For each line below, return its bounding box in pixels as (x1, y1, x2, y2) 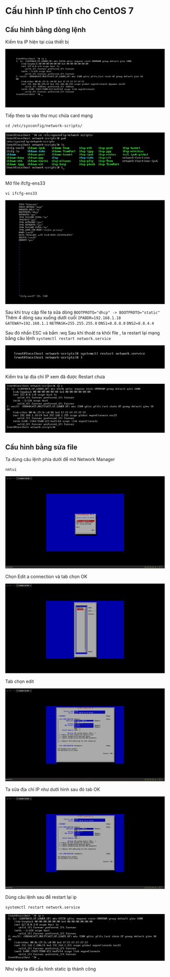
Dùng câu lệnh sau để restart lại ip (5, 894, 77, 900)
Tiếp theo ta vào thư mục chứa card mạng (5, 112, 93, 119)
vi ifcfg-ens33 (5, 191, 37, 196)
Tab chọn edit (5, 678, 34, 684)
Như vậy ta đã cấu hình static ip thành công (5, 966, 96, 972)
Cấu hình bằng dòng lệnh (5, 25, 86, 34)
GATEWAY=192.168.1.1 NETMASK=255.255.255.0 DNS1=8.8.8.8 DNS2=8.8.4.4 (5, 321, 154, 326)
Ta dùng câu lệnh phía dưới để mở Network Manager (5, 456, 115, 463)
